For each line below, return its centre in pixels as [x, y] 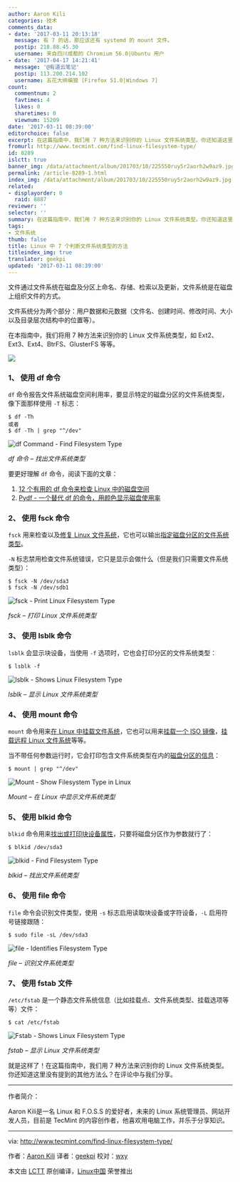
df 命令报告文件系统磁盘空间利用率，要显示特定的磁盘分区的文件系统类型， [118, 395]
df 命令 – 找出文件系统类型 [47, 459]
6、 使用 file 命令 [37, 895]
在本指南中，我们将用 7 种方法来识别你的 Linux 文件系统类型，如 [103, 335]
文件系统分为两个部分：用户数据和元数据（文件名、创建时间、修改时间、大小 [120, 311]
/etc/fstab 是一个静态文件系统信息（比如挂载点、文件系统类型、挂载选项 [115, 999]
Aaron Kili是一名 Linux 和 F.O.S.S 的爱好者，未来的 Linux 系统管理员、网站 [116, 1111]
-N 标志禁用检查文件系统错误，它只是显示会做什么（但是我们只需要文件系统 [118, 559]
